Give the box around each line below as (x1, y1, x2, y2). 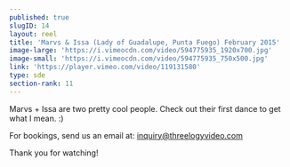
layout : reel (9, 29, 58, 38)
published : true (9, 12, 69, 22)
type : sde (9, 71, 46, 80)
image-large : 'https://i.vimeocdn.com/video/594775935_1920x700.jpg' (9, 46, 273, 55)
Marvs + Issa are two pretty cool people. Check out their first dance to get (9, 103, 282, 114)
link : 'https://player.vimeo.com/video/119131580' (9, 63, 201, 72)
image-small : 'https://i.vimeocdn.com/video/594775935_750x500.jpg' (9, 54, 269, 63)
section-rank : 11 (9, 79, 74, 88)
